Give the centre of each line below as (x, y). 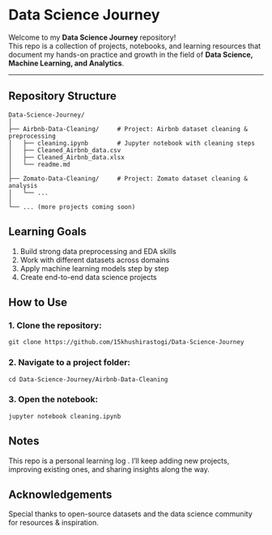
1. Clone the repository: (55, 325)
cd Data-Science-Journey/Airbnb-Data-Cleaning (88, 379)
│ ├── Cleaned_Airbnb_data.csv (65, 150)
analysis (23, 185)
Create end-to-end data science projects (89, 277)
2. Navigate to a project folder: (70, 363)
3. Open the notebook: (53, 400)
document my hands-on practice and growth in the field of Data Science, (131, 54)
